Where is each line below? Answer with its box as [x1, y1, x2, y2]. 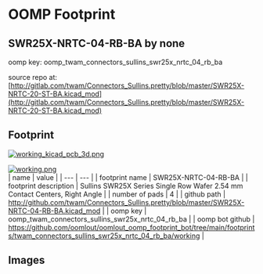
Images [8, 254, 45, 267]
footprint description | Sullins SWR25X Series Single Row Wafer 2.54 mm [8, 181, 243, 190]
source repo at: [8, 73, 57, 81]
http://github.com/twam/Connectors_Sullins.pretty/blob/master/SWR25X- [8, 197, 245, 207]
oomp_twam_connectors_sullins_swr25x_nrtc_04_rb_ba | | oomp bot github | [8, 214, 255, 224]
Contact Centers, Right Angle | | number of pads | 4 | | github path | [8, 189, 225, 199]
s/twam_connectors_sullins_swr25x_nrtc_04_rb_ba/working [8, 231, 200, 240]
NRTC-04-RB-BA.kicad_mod [8, 206, 101, 215]
